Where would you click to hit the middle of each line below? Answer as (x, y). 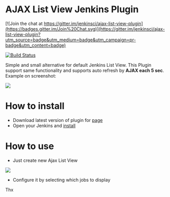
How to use (30, 146)
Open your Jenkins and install (44, 126)
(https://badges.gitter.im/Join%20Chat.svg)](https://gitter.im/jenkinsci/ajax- (85, 29)
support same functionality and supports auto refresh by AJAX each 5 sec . (85, 70)
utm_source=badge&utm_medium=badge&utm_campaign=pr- (71, 40)
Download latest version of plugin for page (58, 120)
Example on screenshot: (31, 76)
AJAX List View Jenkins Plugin (72, 9)
